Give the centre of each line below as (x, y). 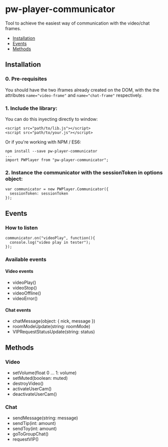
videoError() (25, 299)
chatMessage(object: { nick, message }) (54, 321)
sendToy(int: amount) (35, 429)
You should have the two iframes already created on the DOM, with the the (82, 90)
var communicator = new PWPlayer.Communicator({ (57, 189)
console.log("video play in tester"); (50, 242)
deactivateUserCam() (35, 394)
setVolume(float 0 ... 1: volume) (44, 373)
